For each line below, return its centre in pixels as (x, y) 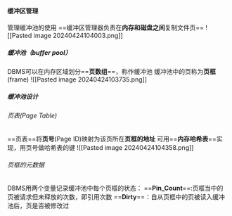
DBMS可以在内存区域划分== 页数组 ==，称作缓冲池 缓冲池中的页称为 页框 (111, 72)
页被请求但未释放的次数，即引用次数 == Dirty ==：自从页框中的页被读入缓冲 (116, 196)
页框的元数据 (26, 165)
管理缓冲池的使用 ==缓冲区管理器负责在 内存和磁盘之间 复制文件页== (105, 27)
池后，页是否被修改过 (38, 205)
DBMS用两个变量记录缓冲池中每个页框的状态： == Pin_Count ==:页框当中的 (115, 188)
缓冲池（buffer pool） (39, 52)
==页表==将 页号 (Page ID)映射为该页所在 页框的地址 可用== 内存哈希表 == (112, 139)
